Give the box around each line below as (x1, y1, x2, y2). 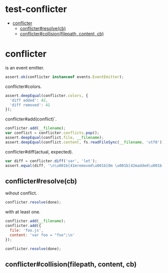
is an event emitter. (5, 64, 44, 70)
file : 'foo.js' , (9, 227, 43, 233)
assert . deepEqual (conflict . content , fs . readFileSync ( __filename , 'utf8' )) (5, 139, 164, 144)
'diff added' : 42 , (9, 97, 48, 103)
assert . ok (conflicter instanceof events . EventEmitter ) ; (5, 74, 124, 79)
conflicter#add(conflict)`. (5, 116, 57, 122)
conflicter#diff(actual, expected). (5, 148, 73, 154)
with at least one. (5, 209, 41, 215)
